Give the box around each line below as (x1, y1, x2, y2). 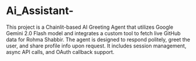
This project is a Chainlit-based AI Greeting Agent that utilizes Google (6, 23, 174, 30)
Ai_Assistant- (6, 4, 74, 18)
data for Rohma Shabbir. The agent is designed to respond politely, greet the (6, 36, 191, 43)
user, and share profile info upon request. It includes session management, (6, 42, 187, 49)
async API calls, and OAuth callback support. (6, 48, 115, 55)
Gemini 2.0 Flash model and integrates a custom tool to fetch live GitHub (6, 29, 181, 36)
